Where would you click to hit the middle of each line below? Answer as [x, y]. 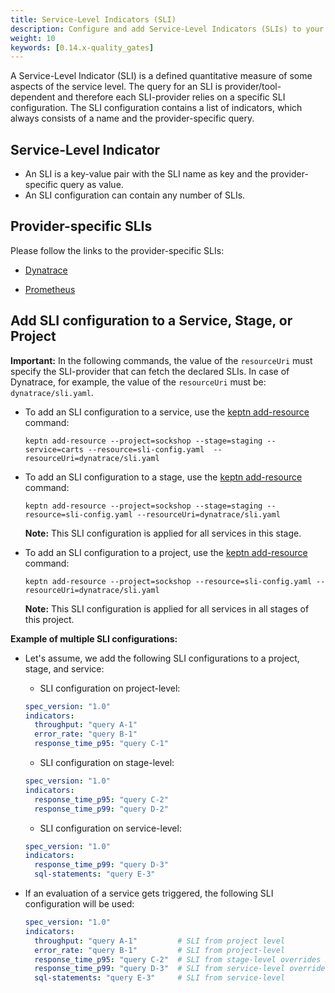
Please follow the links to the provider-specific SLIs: [117, 250]
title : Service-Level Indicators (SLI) [93, 19]
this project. [49, 619]
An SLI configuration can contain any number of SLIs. [135, 195]
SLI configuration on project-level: [110, 688]
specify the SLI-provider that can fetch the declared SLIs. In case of [150, 371]
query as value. [91, 185]
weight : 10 [33, 38]
